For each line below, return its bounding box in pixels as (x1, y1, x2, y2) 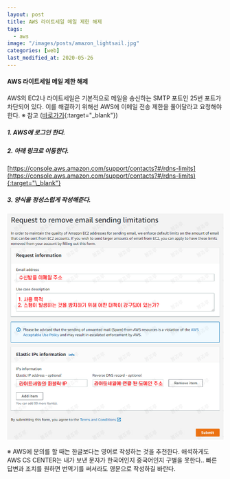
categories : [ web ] (7, 47, 60, 54)
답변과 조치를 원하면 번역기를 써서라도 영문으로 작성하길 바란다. (7, 465, 176, 473)
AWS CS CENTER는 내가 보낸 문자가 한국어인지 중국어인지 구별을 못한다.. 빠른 (7, 456, 218, 465)
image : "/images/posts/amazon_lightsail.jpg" (7, 40, 139, 47)
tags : (7, 25, 23, 32)
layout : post (7, 11, 45, 18)
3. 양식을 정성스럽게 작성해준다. (7, 196, 91, 204)
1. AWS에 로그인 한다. (7, 128, 66, 137)
